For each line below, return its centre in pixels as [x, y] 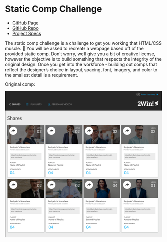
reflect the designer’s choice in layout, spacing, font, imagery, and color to [81, 69]
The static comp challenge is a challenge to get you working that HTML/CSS [83, 43]
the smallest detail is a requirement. [42, 75]
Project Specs [27, 33]
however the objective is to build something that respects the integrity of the [83, 59]
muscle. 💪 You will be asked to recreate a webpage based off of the [75, 48]
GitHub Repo [25, 28]
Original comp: [20, 84]
